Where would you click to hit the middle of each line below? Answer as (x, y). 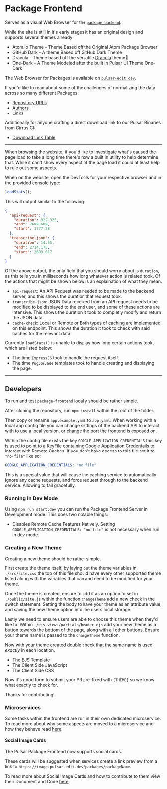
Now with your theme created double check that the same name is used (79, 645)
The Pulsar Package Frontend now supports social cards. (64, 752)
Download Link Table (34, 137)
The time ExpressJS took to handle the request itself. (66, 358)
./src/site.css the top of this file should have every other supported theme (83, 573)
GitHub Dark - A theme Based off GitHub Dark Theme (67, 52)
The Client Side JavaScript (40, 665)
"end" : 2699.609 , (32, 225)
